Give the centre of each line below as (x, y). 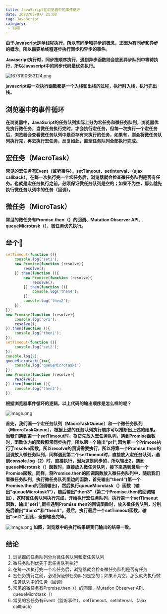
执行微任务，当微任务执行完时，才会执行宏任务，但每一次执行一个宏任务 (83, 128)
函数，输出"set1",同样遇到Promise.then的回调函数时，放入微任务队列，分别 (83, 504)
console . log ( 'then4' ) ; (56, 292)
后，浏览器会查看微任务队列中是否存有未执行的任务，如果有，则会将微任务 (82, 135)
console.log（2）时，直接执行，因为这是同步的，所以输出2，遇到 (77, 461)
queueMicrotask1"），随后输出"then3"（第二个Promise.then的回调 (82, 491)
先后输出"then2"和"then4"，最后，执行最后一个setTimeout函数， (74, 510)
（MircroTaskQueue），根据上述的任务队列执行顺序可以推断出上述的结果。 (82, 429)
